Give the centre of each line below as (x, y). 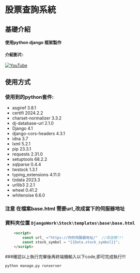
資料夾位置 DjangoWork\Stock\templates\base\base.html (70, 223)
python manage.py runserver (33, 266)
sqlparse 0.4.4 (26, 165)
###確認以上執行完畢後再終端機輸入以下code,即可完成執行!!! (65, 257)
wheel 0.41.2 (25, 190)
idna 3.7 (20, 139)
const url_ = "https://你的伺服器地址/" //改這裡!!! (73, 238)
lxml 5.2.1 (21, 144)
